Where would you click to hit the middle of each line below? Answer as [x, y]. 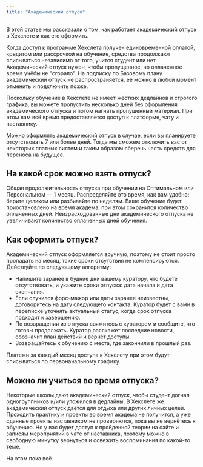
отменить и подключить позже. [47, 86]
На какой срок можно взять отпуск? [79, 174]
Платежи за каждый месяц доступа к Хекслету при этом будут [88, 355]
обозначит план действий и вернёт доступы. [73, 337]
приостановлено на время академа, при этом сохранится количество [97, 207]
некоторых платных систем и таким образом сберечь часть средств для [101, 148]
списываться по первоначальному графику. [64, 361]
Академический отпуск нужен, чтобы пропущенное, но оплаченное [95, 67]
